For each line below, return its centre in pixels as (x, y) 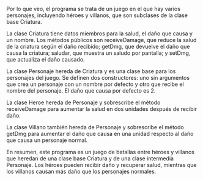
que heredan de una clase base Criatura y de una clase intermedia (90, 158)
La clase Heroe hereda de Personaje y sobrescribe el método (83, 102)
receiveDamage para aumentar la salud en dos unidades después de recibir (102, 109)
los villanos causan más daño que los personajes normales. (81, 171)
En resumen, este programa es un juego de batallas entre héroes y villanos (100, 152)
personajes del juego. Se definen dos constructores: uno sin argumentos (98, 78)
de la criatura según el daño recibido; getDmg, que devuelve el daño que (98, 46)
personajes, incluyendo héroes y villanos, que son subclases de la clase (97, 15)
